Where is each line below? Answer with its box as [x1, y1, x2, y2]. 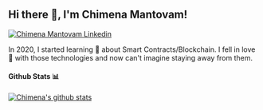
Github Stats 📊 [8, 72, 60, 81]
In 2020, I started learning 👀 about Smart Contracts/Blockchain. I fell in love [8, 45, 256, 54]
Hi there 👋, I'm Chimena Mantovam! [8, 8, 188, 22]
